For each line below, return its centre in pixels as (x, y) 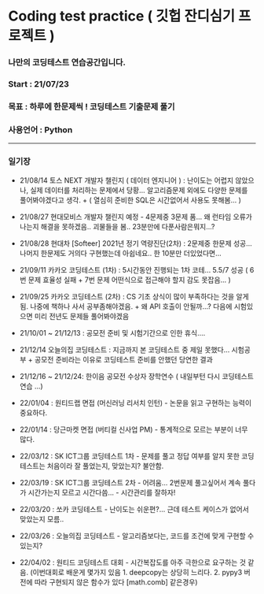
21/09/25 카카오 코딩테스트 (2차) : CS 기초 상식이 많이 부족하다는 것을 (127, 296)
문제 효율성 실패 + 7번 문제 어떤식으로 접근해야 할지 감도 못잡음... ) (130, 280)
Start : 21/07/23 (38, 84)
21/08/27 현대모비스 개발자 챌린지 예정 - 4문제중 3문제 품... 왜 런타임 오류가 (136, 217)
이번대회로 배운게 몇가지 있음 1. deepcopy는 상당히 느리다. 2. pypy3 (137, 572)
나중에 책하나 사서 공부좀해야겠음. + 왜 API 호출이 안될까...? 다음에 (131, 306)
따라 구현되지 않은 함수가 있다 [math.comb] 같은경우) (116, 582)
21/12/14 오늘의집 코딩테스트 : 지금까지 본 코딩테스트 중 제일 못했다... (125, 349)
